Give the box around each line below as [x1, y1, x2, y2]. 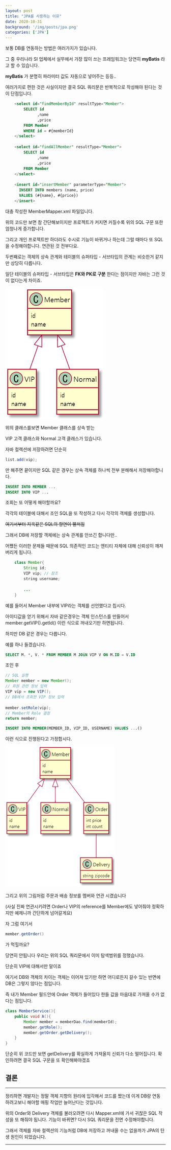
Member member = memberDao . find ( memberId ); [23, 1019, 117, 1024]
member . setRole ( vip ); [5, 705, 51, 710]
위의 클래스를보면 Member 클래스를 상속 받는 [5, 424, 95, 430]
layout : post [5, 8, 33, 13]
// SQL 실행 [5, 673, 28, 678]
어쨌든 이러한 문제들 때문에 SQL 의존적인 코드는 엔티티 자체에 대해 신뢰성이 [5, 543, 154, 549]
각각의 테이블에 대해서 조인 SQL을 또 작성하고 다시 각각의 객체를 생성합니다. [5, 510, 155, 516]
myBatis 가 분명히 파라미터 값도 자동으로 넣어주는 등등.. [5, 73, 117, 79]
